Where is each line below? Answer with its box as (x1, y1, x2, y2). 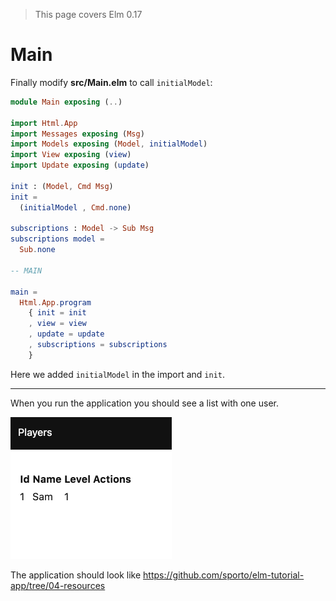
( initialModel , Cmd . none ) (19, 202, 132, 213)
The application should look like (10, 569, 142, 581)
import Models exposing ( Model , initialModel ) (10, 139, 208, 149)
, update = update (28, 329, 105, 339)
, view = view (28, 319, 87, 329)
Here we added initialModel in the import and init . (10, 368, 226, 380)
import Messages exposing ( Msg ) (10, 129, 145, 139)
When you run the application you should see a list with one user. (10, 397, 279, 409)
